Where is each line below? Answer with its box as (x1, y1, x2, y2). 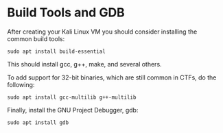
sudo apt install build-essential (7, 48, 106, 55)
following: (7, 80, 35, 88)
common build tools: (7, 34, 65, 43)
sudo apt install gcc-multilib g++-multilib (7, 94, 137, 101)
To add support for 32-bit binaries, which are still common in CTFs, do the (7, 73, 217, 82)
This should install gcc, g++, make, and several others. (7, 60, 163, 68)
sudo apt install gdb (7, 119, 69, 126)
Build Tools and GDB (7, 5, 125, 21)
